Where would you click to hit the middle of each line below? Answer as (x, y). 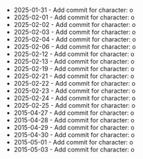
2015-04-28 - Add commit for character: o (74, 120)
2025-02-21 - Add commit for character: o (74, 76)
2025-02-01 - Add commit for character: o (74, 17)
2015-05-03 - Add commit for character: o (74, 149)
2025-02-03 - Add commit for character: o (75, 32)
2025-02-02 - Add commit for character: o (75, 25)
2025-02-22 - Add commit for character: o (75, 83)
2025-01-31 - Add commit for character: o (73, 10)
